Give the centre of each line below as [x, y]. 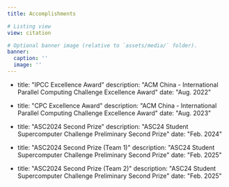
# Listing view [29, 26]
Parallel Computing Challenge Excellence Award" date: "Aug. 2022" [114, 92]
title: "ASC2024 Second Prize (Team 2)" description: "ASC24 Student [117, 168]
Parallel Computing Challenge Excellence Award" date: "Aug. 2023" [114, 113]
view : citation [29, 33]
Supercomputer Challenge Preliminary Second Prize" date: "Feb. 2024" [120, 134]
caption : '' [31, 59]
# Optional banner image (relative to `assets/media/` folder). [102, 45]
